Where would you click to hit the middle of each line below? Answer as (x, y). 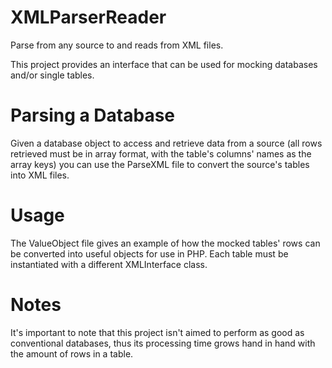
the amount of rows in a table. (72, 353)
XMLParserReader (88, 17)
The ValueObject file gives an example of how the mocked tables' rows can (165, 243)
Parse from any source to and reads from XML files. (117, 45)
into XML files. (40, 175)
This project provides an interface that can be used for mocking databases (164, 64)
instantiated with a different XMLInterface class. (109, 264)
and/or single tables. (52, 75)
